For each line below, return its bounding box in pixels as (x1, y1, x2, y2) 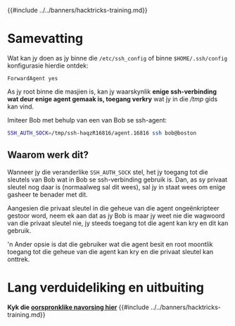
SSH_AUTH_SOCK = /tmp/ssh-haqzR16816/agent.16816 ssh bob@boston (7, 130, 197, 137)
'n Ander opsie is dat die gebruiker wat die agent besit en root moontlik (7, 239, 213, 249)
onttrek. (7, 255, 30, 263)
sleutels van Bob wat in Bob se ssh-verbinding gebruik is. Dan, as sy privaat (7, 175, 227, 184)
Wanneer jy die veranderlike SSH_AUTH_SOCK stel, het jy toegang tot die (7, 168, 209, 176)
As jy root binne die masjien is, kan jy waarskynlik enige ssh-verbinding (7, 87, 217, 96)
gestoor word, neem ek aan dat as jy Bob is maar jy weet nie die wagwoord (7, 211, 225, 220)
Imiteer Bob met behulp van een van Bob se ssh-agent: (7, 115, 167, 124)
